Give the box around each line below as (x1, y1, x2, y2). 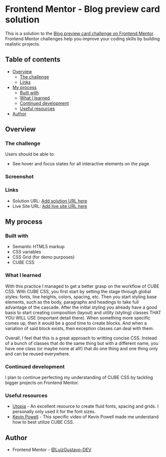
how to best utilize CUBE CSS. (12, 419, 74, 425)
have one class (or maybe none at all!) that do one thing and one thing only (5, 345, 158, 351)
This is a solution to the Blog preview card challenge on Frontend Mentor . (5, 30, 155, 36)
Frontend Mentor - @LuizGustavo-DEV (12, 447, 92, 453)
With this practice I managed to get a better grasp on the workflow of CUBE (5, 283, 160, 289)
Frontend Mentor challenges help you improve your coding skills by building (5, 36, 160, 42)
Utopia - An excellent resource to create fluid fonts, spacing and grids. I (12, 403, 159, 409)
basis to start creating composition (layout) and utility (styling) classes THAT (5, 309, 162, 316)
